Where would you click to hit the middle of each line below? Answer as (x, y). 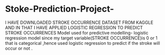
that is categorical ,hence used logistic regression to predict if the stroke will (82, 43)
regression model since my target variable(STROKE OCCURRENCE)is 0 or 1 (81, 38)
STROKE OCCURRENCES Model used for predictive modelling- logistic (77, 33)
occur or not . (19, 48)
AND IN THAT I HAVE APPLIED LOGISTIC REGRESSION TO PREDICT (74, 27)
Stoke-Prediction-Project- (60, 9)
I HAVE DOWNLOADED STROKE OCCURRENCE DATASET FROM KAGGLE (79, 22)
